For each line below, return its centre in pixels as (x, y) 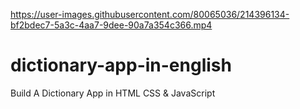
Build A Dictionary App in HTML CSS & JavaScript (113, 93)
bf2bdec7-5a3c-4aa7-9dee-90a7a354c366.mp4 (111, 25)
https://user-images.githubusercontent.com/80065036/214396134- (150, 14)
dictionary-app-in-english (121, 65)
